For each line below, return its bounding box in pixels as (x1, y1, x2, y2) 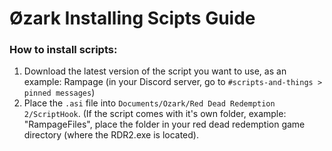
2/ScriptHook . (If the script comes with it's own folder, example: (23, 108, 287, 120)
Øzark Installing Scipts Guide (9, 7, 256, 30)
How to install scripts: (9, 43, 118, 57)
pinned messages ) (23, 87, 96, 99)
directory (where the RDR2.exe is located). (23, 129, 199, 141)
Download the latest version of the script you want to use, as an (23, 65, 287, 77)
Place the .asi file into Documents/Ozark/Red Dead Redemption (23, 97, 276, 109)
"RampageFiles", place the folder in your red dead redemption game (23, 118, 306, 131)
